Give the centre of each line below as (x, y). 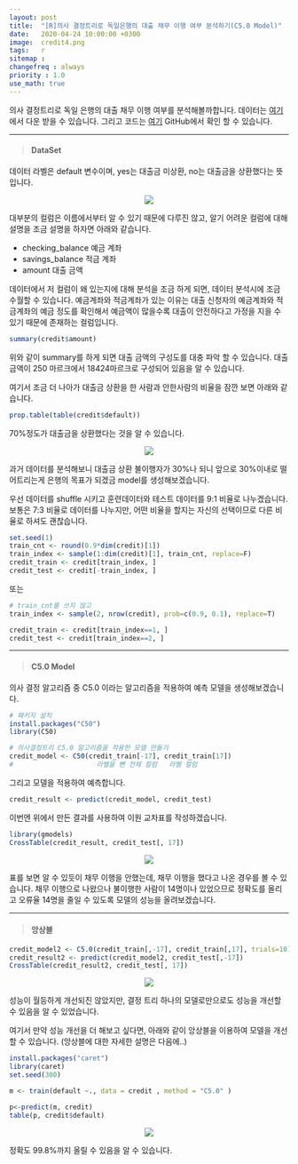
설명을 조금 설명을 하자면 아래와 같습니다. (80, 228)
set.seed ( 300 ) (35, 1075)
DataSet (46, 150)
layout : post (33, 17)
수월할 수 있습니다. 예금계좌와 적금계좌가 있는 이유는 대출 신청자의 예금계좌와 (142, 299)
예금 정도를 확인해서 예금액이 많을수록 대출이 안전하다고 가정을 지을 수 (161, 311)
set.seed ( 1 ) (31, 538)
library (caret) (37, 1067)
